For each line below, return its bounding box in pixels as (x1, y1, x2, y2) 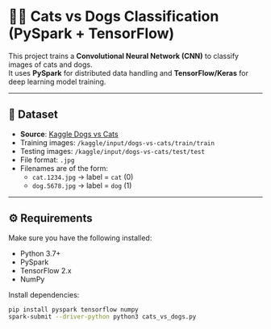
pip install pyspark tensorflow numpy (8, 306, 139, 314)
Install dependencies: (8, 289, 80, 299)
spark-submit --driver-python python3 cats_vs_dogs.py (8, 313, 197, 321)
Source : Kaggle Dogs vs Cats (19, 129, 119, 139)
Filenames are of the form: (19, 163, 109, 173)
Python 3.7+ (19, 248, 61, 258)
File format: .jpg (19, 155, 75, 164)
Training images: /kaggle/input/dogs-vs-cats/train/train (19, 137, 215, 148)
